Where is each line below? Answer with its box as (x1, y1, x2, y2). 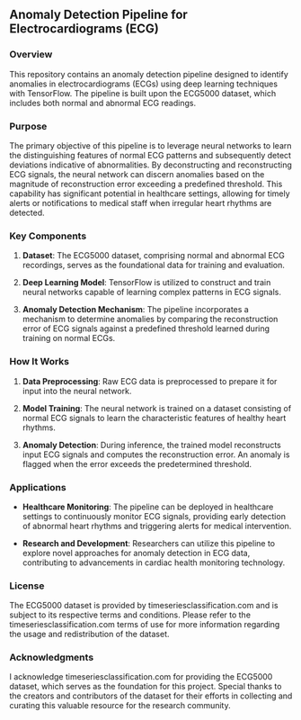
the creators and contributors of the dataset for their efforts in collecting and (9, 690, 293, 701)
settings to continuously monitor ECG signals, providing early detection (22, 510, 286, 521)
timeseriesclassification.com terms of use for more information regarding (9, 619, 280, 630)
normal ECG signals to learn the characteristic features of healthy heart (22, 412, 287, 423)
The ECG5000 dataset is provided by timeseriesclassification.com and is (9, 600, 279, 611)
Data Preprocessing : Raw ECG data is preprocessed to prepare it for (22, 375, 278, 386)
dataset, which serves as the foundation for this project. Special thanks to (9, 681, 282, 692)
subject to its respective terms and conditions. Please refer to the (9, 609, 252, 620)
